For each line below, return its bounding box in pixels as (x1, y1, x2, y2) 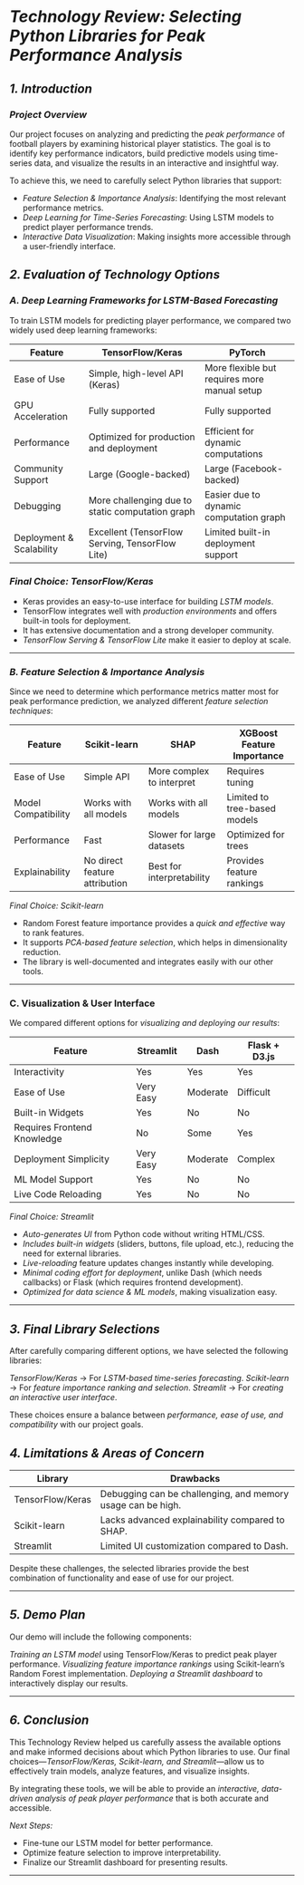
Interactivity (14, 1066, 65, 1078)
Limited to (226, 791, 270, 804)
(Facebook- (231, 462, 283, 475)
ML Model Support (14, 1174, 93, 1186)
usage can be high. (100, 1499, 182, 1512)
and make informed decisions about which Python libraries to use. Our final (9, 1746, 290, 1757)
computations (204, 447, 264, 459)
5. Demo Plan (9, 1607, 86, 1623)
